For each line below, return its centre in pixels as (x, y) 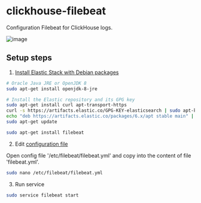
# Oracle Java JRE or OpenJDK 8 (46, 83)
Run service (30, 184)
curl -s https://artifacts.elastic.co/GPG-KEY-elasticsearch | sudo (93, 111)
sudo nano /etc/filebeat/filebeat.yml (54, 173)
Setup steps (29, 58)
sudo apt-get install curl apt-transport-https (67, 105)
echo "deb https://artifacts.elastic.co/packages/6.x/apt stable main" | (100, 116)
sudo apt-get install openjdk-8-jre (52, 89)
